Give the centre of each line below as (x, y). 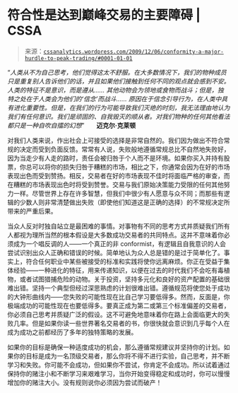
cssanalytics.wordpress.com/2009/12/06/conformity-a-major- (133, 52)
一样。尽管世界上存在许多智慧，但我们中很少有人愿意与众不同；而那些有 (118, 193)
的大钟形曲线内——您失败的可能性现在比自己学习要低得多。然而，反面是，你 (119, 297)
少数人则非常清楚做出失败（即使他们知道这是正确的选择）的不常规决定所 (125, 202)
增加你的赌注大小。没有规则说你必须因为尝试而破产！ (85, 382)
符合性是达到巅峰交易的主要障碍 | (104, 15)
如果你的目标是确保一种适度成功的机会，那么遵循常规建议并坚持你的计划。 (115, 347)
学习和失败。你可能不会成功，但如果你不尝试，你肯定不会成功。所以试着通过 (119, 365)
